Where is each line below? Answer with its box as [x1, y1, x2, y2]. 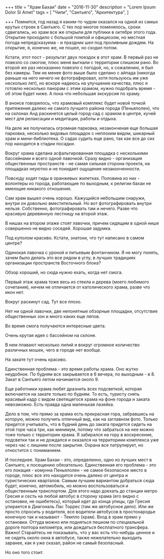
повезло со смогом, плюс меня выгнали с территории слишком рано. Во [5, 60, 159, 65]
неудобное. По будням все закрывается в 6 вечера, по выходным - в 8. [5, 371, 156, 377]
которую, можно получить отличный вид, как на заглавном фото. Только [5, 416, 158, 422]
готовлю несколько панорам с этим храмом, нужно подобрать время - [5, 86, 156, 91]
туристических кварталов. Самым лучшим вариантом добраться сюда [5, 478, 155, 483]
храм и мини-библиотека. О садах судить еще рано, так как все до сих [5, 135, 155, 141]
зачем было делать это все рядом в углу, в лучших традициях [5, 255, 136, 261]
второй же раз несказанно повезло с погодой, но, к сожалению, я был [5, 65, 153, 70]
